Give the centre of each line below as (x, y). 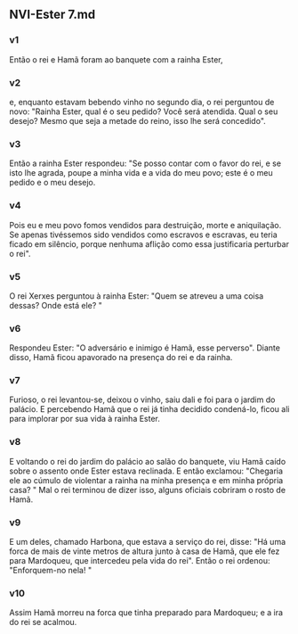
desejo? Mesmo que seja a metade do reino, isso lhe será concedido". (138, 120)
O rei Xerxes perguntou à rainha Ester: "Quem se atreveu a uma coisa (137, 296)
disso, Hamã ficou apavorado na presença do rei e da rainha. (121, 358)
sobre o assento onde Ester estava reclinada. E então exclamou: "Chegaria (146, 471)
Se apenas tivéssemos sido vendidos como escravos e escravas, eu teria (143, 235)
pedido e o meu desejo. (52, 183)
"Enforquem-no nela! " (50, 571)
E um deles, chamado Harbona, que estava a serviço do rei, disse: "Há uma (148, 542)
